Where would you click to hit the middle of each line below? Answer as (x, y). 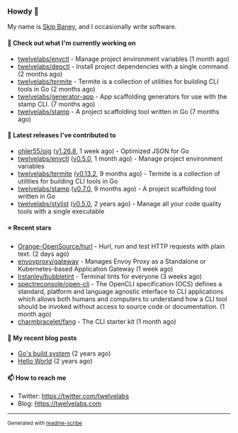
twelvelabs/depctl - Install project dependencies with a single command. (124, 66)
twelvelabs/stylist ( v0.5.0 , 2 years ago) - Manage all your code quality (119, 203)
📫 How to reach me (37, 378)
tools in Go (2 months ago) (56, 89)
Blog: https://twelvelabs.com (59, 404)
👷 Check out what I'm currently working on (72, 43)
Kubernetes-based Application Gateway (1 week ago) (95, 269)
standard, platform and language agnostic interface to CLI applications (120, 291)
